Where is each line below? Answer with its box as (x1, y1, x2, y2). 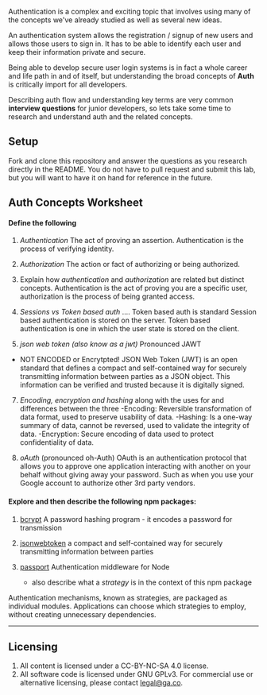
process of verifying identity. (19, 244, 114, 253)
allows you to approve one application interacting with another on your (19, 461, 252, 471)
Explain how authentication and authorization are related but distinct (19, 275, 245, 284)
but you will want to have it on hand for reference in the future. (8, 172, 213, 182)
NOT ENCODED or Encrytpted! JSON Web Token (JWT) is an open (19, 355, 238, 365)
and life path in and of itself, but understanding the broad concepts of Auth (8, 71, 254, 80)
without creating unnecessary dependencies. (8, 609, 157, 619)
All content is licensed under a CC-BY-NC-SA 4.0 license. (19, 661, 209, 670)
